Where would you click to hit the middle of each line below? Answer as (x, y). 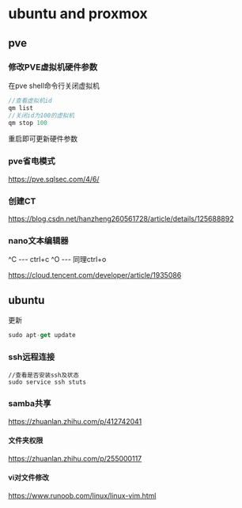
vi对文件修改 (29, 478)
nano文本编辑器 (38, 241)
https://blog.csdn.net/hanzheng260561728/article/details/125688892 (121, 218)
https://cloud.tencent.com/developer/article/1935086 (95, 275)
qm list (21, 108)
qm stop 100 (28, 123)
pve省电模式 (32, 161)
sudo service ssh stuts (47, 382)
